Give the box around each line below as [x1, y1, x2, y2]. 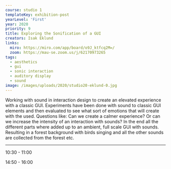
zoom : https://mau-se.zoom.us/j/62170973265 [10, 50, 106, 55]
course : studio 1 [5, 7, 42, 13]
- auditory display [10, 74, 51, 79]
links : [5, 41, 19, 46]
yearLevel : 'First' [5, 17, 47, 22]
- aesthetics [10, 59, 38, 64]
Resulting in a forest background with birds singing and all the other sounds [5, 129, 164, 135]
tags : [5, 54, 17, 60]
